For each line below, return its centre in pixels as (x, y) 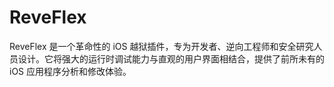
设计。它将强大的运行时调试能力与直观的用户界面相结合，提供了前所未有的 (171, 58)
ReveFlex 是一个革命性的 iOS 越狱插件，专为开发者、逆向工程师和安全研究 (161, 46)
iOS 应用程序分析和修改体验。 (70, 71)
